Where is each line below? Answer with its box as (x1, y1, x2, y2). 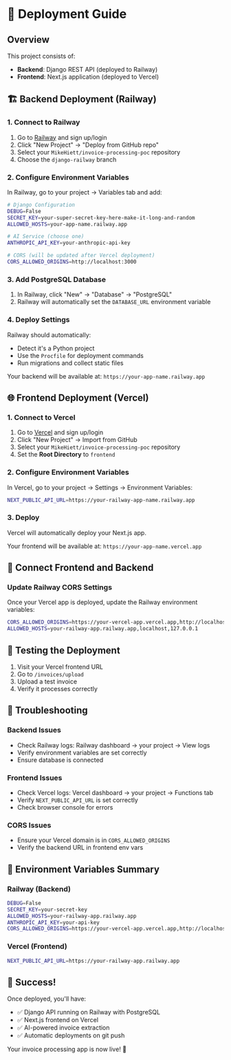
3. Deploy (7, 513, 40, 523)
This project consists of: (7, 52, 76, 60)
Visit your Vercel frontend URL (16, 662, 103, 671)
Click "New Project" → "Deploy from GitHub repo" (16, 141, 159, 149)
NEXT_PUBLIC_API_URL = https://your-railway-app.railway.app (7, 957, 180, 964)
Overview (7, 34, 50, 46)
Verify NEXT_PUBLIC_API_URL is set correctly (16, 796, 139, 804)
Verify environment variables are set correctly (16, 748, 147, 757)
